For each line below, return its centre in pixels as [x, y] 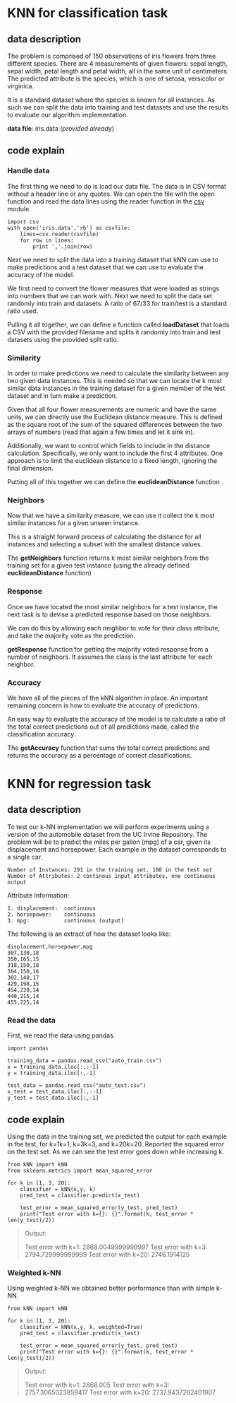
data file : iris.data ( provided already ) [61, 128]
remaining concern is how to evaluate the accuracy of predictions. [103, 705]
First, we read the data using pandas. [61, 1035]
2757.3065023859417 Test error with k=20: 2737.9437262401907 [120, 1392]
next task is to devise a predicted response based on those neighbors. [110, 614]
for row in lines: [47, 240]
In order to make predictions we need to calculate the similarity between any [118, 373]
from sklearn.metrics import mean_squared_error [80, 1170]
